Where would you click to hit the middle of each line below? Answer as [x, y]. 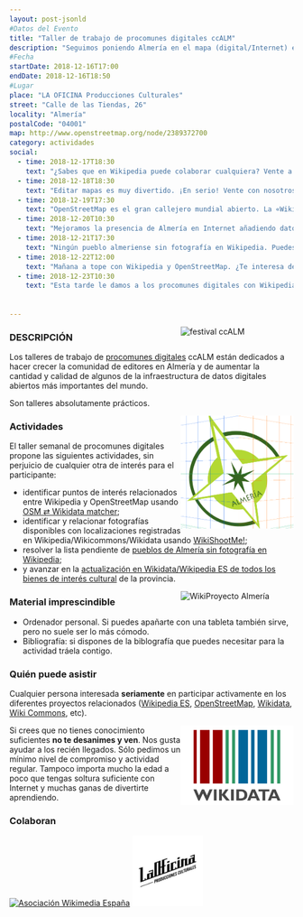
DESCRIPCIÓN [41, 337]
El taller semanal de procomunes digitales [87, 446]
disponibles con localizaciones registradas [101, 531]
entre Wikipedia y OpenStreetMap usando [100, 502]
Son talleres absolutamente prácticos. [80, 403]
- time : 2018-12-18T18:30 [66, 181]
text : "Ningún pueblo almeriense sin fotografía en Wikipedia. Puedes [161, 247]
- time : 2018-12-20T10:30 [66, 219]
